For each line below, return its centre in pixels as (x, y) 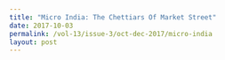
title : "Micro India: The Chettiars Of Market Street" (113, 17)
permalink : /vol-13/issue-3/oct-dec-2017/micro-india (111, 34)
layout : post (33, 42)
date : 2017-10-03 (41, 26)
